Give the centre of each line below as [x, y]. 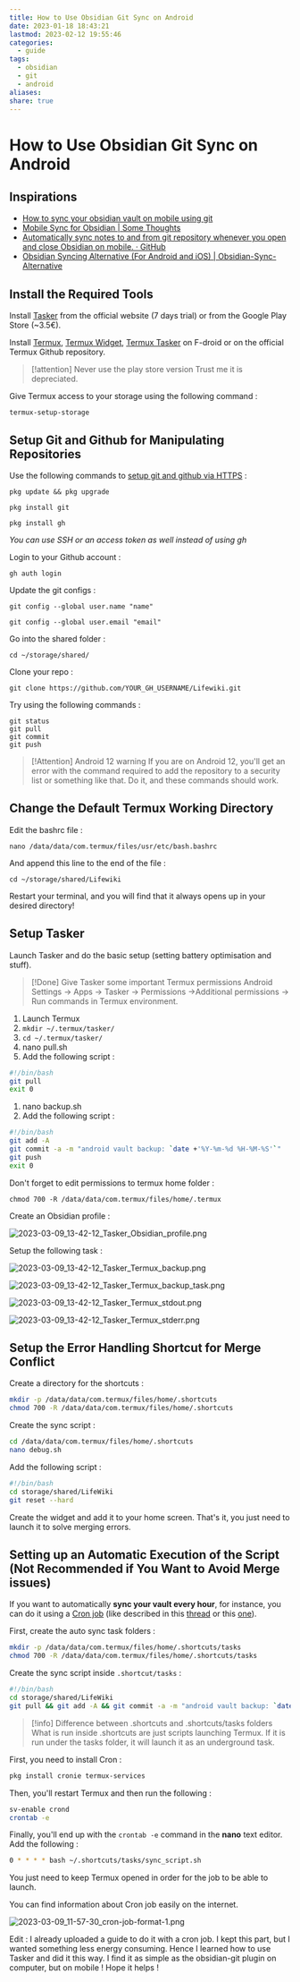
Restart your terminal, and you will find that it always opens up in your [137, 896]
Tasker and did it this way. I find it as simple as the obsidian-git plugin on [143, 1958]
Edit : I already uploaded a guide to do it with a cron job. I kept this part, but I [150, 1939]
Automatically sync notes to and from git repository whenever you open [154, 237]
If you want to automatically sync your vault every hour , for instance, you [145, 1604]
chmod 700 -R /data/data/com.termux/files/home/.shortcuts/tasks [133, 1656]
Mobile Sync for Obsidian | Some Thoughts [101, 228]
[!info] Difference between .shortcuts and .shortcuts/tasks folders [152, 1723]
